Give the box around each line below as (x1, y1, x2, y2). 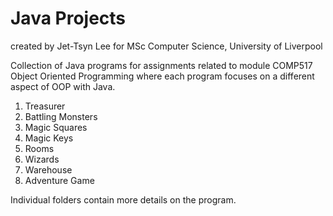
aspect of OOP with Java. (10, 80, 116, 92)
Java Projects (10, 7, 127, 30)
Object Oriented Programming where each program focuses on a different (10, 70, 315, 82)
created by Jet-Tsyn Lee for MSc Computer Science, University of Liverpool (10, 40, 323, 52)
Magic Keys (24, 132, 74, 144)
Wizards (24, 153, 60, 165)
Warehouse (24, 163, 73, 176)
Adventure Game (24, 174, 95, 186)
